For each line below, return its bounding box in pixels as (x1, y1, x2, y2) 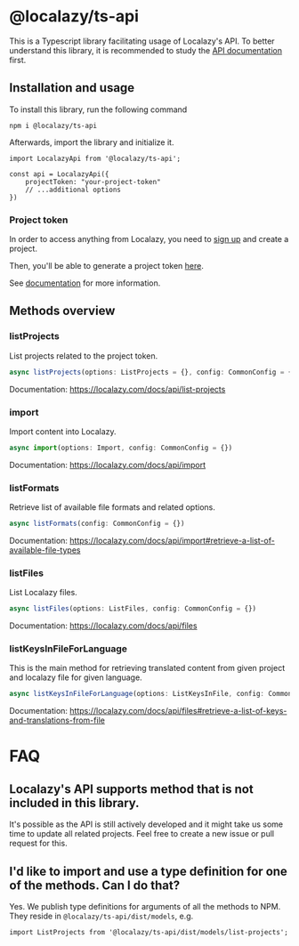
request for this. (9, 838, 69, 849)
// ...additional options (25, 185, 122, 194)
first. (9, 54, 27, 65)
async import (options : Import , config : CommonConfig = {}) (9, 443, 233, 452)
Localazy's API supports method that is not (9, 781, 254, 796)
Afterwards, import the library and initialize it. (9, 136, 174, 148)
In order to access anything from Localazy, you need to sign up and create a (9, 234, 289, 245)
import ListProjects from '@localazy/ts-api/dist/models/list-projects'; (9, 928, 289, 937)
